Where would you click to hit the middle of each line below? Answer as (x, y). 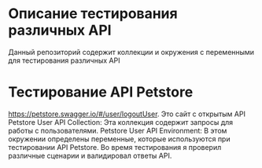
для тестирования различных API (64, 60)
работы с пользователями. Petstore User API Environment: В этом (118, 130)
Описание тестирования (93, 14)
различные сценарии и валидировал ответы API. (90, 155)
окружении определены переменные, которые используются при (119, 139)
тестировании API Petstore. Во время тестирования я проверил (115, 147)
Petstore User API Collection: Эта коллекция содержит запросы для (121, 122)
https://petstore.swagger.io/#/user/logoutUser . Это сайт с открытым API (127, 114)
